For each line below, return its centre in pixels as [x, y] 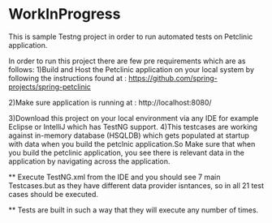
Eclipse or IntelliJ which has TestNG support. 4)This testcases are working [133, 127]
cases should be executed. [54, 194]
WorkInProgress [65, 14]
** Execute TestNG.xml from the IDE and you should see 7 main [114, 177]
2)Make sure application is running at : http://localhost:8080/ [110, 102]
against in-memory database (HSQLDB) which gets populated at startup [129, 135]
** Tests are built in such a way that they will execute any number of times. [134, 210]
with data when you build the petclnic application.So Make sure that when [132, 144]
